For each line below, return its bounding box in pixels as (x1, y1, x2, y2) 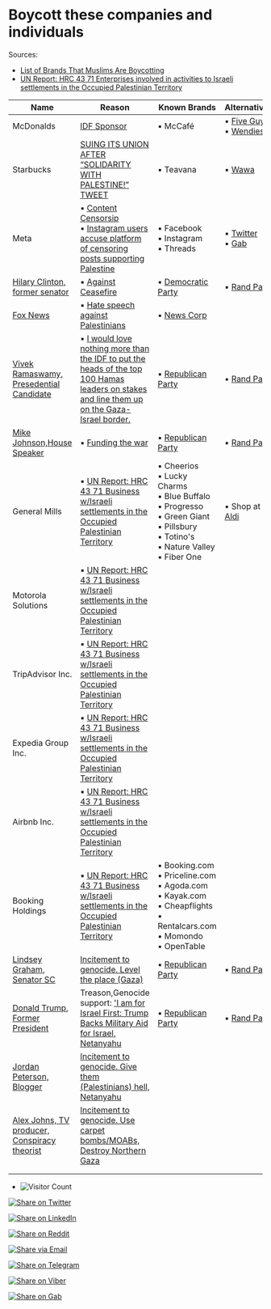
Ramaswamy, (12, 368, 63, 379)
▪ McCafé (157, 120, 195, 131)
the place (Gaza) (80, 973, 144, 985)
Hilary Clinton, (12, 276, 66, 287)
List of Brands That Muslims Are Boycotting (19, 65, 165, 74)
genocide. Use (80, 1114, 135, 1125)
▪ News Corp (157, 309, 207, 320)
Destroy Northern (80, 1145, 147, 1156)
